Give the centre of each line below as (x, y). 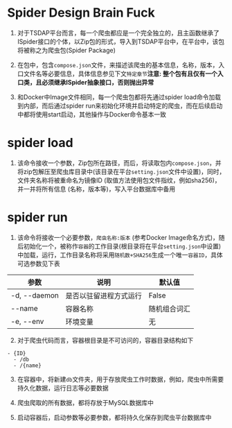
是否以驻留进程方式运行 (104, 296)
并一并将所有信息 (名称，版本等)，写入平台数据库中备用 (96, 189)
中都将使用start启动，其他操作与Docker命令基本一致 (92, 114)
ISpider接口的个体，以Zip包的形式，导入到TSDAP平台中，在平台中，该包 (121, 41)
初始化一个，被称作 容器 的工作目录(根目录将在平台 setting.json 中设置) (122, 246)
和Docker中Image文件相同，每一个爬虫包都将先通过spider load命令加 (116, 97)
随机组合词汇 (169, 309)
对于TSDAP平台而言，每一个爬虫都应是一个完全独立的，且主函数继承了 (118, 33)
